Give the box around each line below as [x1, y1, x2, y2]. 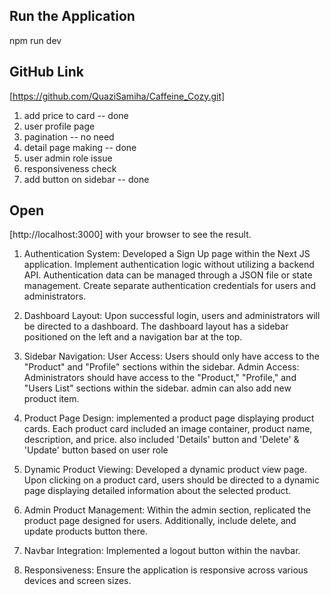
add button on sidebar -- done [23, 173, 150, 185]
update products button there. [23, 525, 148, 538]
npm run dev [9, 34, 62, 46]
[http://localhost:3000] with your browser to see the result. [9, 229, 252, 241]
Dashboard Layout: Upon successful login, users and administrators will [23, 310, 321, 322]
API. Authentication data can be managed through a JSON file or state [23, 269, 313, 281]
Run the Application [9, 8, 136, 25]
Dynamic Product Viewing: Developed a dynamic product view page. [23, 464, 307, 476]
